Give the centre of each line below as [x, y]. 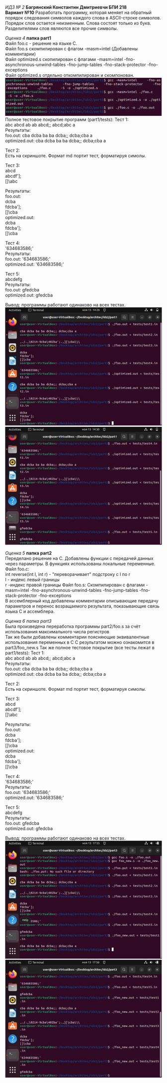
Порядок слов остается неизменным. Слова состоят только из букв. [78, 23]
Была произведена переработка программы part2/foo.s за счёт [73, 626]
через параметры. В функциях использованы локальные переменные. [80, 564]
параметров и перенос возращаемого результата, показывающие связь [83, 606]
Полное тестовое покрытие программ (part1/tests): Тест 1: [67, 120]
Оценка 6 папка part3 [29, 621]
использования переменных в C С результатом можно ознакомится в [80, 642]
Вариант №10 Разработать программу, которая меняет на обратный [78, 12]
